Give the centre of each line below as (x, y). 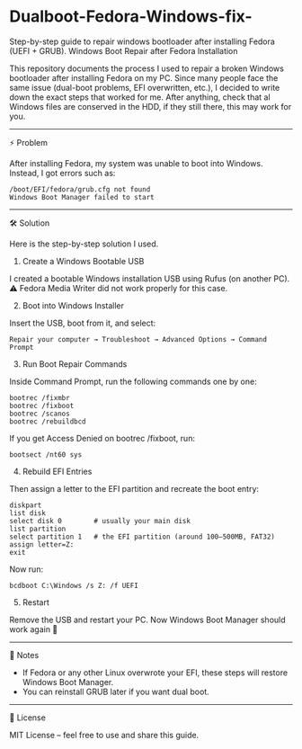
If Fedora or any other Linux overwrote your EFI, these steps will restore (155, 673)
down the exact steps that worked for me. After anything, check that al (140, 97)
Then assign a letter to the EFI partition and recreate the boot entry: (134, 488)
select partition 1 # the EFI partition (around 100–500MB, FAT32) (142, 537)
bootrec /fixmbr (40, 397)
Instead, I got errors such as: (62, 173)
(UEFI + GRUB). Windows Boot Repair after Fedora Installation (124, 50)
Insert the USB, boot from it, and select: (83, 323)
